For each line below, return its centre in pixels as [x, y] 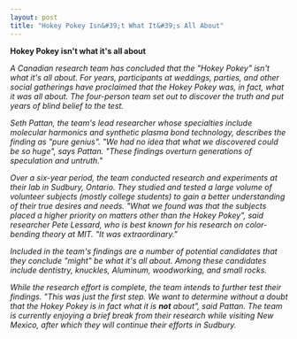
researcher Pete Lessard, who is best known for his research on [127, 224]
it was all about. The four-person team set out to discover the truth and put [147, 96]
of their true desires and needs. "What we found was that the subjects [138, 205]
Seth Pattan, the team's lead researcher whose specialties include [131, 123]
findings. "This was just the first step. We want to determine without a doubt [149, 297]
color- [256, 224]
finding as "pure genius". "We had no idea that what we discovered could [145, 142]
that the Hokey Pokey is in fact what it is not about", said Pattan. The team [146, 305]
